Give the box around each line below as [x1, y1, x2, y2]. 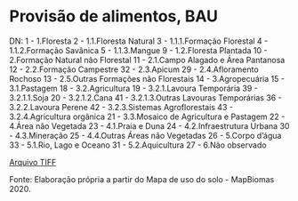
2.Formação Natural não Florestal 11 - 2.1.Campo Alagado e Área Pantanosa [9, 54, 286, 65]
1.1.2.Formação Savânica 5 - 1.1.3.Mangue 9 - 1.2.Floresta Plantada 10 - [9, 44, 268, 55]
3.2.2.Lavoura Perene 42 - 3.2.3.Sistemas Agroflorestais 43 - [9, 101, 234, 112]
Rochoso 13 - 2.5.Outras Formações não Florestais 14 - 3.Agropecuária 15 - [9, 73, 285, 84]
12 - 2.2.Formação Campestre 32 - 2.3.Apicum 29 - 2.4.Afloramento [9, 64, 260, 75]
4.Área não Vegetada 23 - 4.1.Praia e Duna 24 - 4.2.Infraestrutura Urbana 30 [9, 120, 290, 131]
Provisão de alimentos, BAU [9, 6, 219, 27]
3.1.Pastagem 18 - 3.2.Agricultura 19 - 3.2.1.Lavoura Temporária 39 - [9, 83, 258, 93]
